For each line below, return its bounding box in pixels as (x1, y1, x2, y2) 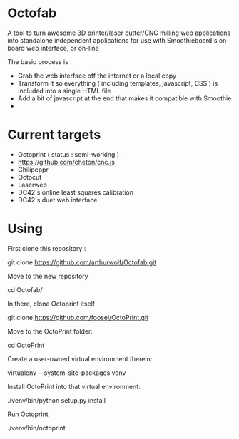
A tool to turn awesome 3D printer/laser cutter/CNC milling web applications (7, 29, 231, 37)
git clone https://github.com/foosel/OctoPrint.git (7, 313, 148, 321)
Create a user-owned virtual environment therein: (7, 354, 153, 363)
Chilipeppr (17, 165, 49, 174)
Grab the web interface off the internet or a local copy (17, 71, 177, 80)
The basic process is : (7, 57, 73, 66)
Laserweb (17, 180, 48, 189)
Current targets (7, 127, 101, 143)
